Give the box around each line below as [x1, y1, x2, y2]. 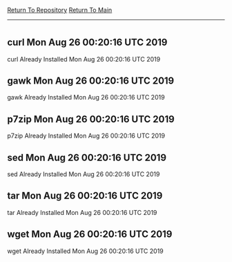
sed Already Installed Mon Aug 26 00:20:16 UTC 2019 [7, 170, 160, 178]
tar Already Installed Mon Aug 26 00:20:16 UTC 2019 [7, 208, 157, 216]
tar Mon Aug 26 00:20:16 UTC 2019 [7, 190, 163, 202]
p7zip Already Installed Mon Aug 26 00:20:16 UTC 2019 [7, 131, 166, 140]
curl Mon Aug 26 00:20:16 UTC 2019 [7, 37, 168, 48]
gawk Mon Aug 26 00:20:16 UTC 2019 [7, 75, 175, 86]
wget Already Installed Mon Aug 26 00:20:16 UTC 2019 [7, 247, 164, 255]
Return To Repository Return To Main [7, 6, 113, 14]
